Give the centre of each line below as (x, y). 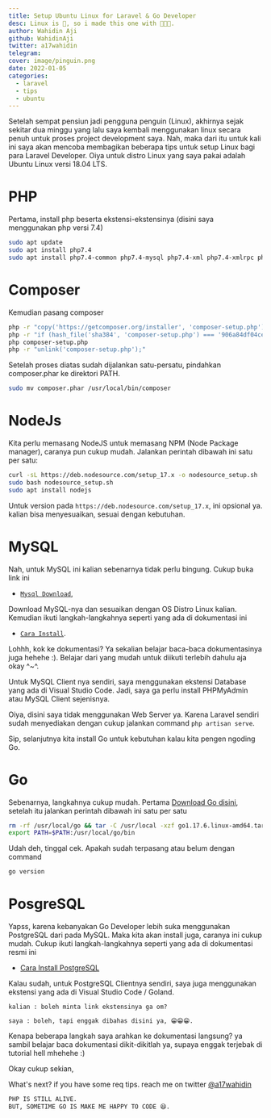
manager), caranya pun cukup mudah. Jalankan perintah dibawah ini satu (131, 452)
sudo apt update (35, 243)
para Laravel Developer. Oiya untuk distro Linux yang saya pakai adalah (127, 156)
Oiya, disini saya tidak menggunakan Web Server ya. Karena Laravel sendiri (134, 714)
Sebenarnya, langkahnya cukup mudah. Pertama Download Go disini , (123, 802)
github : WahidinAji (41, 38)
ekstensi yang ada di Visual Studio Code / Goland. (92, 992)
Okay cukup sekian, (41, 1069)
